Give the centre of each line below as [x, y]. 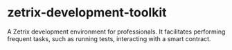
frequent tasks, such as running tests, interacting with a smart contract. [109, 38]
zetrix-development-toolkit [87, 13]
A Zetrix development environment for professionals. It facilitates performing [116, 32]
